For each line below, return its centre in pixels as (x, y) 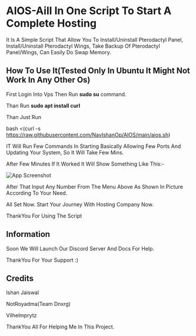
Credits (20, 278)
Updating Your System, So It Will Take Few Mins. (65, 152)
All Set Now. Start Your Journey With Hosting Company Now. (80, 204)
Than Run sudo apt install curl (43, 106)
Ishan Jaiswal (23, 292)
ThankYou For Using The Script (44, 216)
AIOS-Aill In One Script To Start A (89, 11)
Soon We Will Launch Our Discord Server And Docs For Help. (80, 248)
